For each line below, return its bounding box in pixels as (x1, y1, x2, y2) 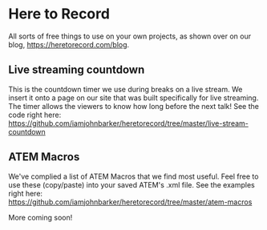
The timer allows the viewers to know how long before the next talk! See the (8, 101, 259, 111)
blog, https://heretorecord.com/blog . (8, 39, 130, 49)
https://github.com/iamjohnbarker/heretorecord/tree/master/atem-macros (8, 197, 253, 207)
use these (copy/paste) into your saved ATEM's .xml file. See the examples (8, 180, 255, 189)
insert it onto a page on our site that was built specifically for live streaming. (8, 93, 259, 103)
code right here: (8, 110, 62, 119)
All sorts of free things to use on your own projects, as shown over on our (8, 31, 251, 41)
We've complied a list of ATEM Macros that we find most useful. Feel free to (8, 171, 259, 181)
